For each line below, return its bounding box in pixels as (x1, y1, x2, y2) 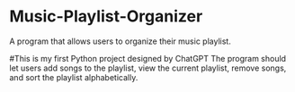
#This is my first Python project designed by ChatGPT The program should (9, 53, 286, 63)
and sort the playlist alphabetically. (9, 71, 139, 82)
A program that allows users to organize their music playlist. (9, 36, 231, 46)
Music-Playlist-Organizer (9, 6, 203, 27)
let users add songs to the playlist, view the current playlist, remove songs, (9, 63, 287, 73)
